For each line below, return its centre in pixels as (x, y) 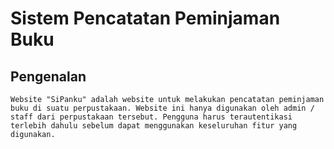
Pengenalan (48, 76)
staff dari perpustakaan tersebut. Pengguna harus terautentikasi (151, 117)
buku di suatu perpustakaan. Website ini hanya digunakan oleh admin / (162, 108)
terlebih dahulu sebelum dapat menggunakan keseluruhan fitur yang (154, 126)
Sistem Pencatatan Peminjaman (145, 18)
